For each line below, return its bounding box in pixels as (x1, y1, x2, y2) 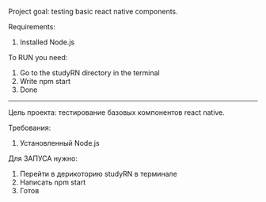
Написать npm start (19, 177, 86, 187)
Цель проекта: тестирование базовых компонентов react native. (8, 108, 226, 117)
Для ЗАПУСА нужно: (8, 154, 78, 163)
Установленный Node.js (19, 139, 101, 147)
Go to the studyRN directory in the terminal (19, 68, 160, 78)
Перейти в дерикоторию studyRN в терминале (19, 170, 178, 178)
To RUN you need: (8, 53, 68, 62)
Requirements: (8, 22, 55, 31)
